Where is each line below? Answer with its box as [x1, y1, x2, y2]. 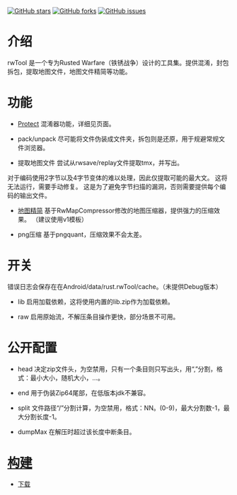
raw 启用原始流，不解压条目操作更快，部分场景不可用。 [17, 312, 180, 321]
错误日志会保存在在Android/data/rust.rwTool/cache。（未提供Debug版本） [7, 282, 222, 290]
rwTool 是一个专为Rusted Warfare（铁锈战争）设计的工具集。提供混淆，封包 [7, 58, 229, 67]
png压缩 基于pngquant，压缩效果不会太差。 [17, 230, 146, 239]
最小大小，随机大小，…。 [30, 373, 104, 382]
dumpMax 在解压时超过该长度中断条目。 [17, 427, 136, 436]
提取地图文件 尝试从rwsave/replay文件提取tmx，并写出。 [17, 158, 184, 166]
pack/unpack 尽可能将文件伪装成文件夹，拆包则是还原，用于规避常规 [17, 135, 219, 143]
